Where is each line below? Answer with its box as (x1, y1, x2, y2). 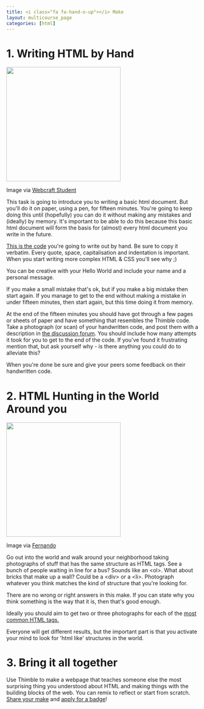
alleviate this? (6, 349, 41, 357)
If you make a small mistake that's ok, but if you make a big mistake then (6, 286, 188, 293)
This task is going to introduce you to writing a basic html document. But (6, 198, 188, 206)
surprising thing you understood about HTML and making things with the (6, 683, 189, 690)
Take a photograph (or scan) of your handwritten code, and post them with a (6, 323, 199, 331)
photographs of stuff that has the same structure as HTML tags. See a (6, 560, 182, 567)
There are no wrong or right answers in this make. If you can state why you (6, 591, 195, 599)
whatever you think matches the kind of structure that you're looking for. (6, 580, 188, 587)
